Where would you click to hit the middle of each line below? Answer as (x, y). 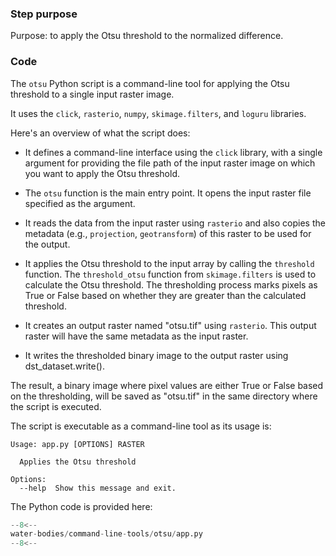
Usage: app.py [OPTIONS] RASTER (77, 444)
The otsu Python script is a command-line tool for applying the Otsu (150, 83)
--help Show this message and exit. (98, 488)
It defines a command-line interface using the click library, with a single (173, 152)
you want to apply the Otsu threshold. (102, 173)
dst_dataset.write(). (64, 366)
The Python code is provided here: (81, 506)
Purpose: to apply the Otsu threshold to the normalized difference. (147, 36)
